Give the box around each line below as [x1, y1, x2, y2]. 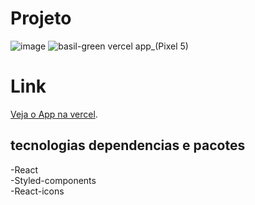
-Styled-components [10, 174, 97, 186]
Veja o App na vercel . [10, 108, 98, 120]
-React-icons [10, 185, 65, 197]
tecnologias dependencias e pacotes [10, 137, 246, 154]
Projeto [10, 7, 72, 30]
